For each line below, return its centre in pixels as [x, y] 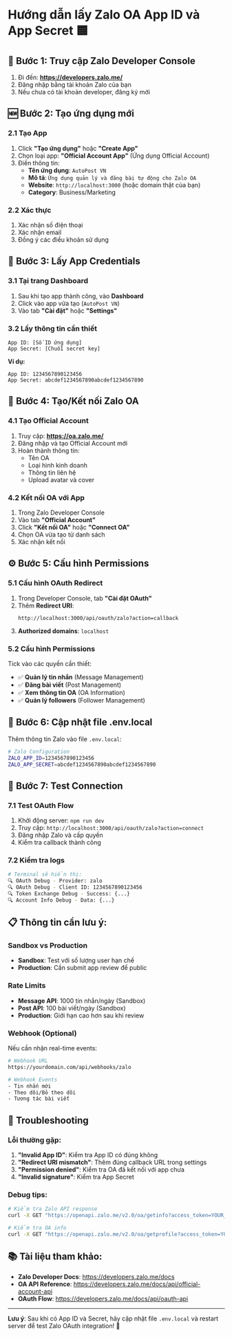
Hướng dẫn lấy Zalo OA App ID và [104, 15]
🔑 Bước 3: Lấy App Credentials [74, 261]
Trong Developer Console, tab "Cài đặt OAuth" [85, 598]
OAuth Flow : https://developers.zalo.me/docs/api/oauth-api [103, 1298]
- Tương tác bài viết [39, 1099]
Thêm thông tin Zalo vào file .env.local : [65, 739]
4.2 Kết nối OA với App [46, 497]
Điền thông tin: [39, 163]
